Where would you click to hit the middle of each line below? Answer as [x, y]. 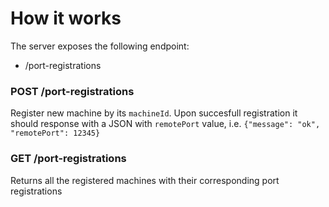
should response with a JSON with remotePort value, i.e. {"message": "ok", [165, 124]
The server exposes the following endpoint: [100, 46]
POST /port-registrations [72, 91]
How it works [66, 18]
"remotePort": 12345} [55, 133]
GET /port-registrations [68, 159]
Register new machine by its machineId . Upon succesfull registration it [154, 113]
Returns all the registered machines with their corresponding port [145, 180]
